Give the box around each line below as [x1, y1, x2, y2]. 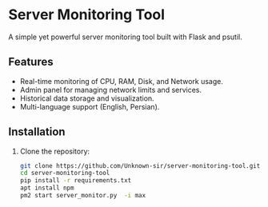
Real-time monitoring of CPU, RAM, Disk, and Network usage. [19, 76, 224, 86]
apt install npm [19, 184, 74, 193]
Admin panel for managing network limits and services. [19, 85, 202, 94]
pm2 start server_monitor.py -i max [19, 192, 146, 200]
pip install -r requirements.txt [19, 177, 132, 185]
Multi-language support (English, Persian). [19, 102, 160, 111]
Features [8, 55, 54, 69]
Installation [8, 125, 66, 139]
